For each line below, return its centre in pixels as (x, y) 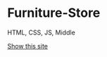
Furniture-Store (54, 13)
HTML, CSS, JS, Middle (41, 32)
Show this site (27, 46)
